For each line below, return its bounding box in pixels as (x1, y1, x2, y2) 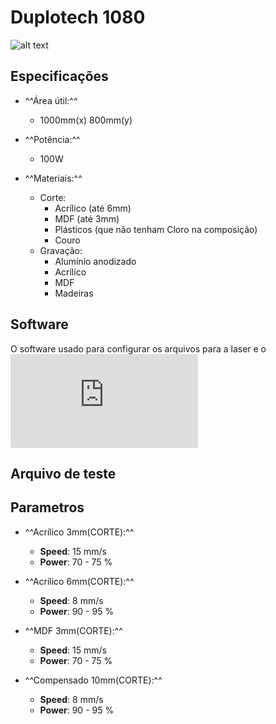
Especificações (10, 68, 109, 85)
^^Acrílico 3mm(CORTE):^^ (24, 526, 135, 538)
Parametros (10, 499, 85, 516)
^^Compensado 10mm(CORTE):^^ (24, 674, 163, 686)
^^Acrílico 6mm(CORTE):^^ (24, 575, 135, 587)
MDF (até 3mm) (54, 212, 120, 225)
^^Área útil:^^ (24, 94, 78, 106)
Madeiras (54, 287, 94, 299)
